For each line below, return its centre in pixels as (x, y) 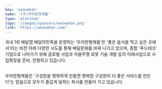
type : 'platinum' (23, 18)
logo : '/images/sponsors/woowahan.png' (46, 23)
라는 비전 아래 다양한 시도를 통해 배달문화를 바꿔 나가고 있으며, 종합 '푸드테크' (84, 48)
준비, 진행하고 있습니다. (44, 60)
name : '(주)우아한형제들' (28, 14)
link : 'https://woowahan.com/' (37, 28)
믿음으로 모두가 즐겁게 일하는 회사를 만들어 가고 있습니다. (69, 82)
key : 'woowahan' (21, 9)
